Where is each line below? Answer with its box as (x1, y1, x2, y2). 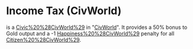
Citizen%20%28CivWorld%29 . (6, 36, 81, 43)
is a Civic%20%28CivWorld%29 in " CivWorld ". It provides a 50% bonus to (6, 24, 188, 31)
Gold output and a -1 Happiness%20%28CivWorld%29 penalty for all (6, 30, 175, 37)
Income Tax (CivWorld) (6, 4, 122, 18)
